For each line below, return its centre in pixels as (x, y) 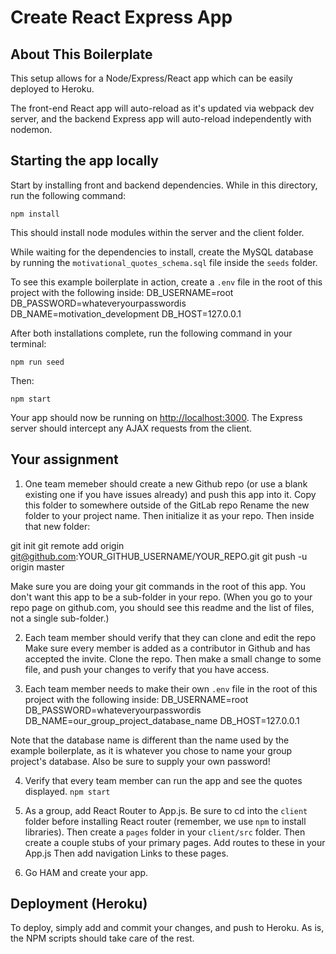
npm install (35, 214)
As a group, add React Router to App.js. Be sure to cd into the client (166, 810)
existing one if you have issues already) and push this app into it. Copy (170, 494)
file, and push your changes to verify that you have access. (147, 669)
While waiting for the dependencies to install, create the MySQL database (162, 252)
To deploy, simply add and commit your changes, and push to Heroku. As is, (167, 928)
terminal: (28, 343)
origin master (37, 567)
